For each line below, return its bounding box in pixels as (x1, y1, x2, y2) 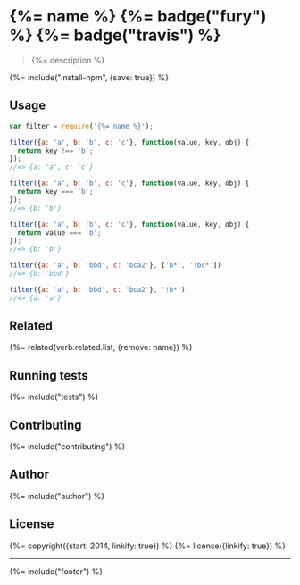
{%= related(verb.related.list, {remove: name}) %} (9, 342, 194, 353)
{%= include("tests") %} (9, 391, 99, 403)
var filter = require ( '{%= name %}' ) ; (9, 121, 154, 130)
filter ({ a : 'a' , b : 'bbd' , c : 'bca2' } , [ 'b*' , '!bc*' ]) (9, 261, 221, 270)
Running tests (9, 368, 89, 383)
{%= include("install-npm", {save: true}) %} (9, 71, 170, 82)
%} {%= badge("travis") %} (9, 25, 221, 46)
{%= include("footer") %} (9, 565, 104, 577)
